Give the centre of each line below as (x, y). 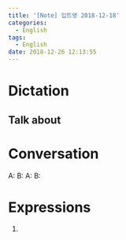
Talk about (35, 120)
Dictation (39, 91)
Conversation (54, 153)
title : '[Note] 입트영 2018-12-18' (64, 15)
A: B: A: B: (24, 175)
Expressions (50, 207)
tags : (17, 37)
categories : (28, 23)
